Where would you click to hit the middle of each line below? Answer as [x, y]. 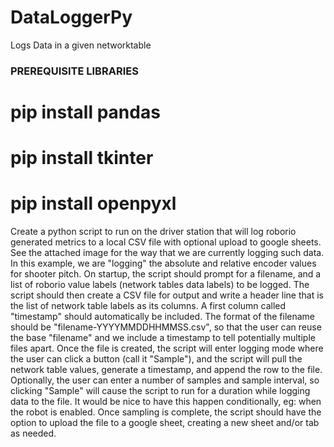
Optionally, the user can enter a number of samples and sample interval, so [165, 380]
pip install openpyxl [93, 203]
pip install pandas [85, 112]
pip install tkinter [82, 158]
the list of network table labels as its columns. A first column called [148, 306]
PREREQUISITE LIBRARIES [74, 71]
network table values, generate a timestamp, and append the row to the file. [166, 370]
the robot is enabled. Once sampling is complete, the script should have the [166, 412]
